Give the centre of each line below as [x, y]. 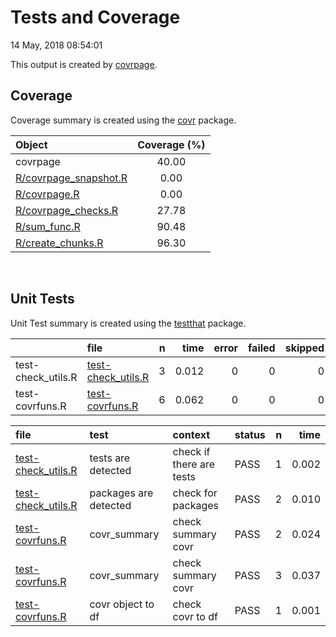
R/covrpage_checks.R [67, 210]
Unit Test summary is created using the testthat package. [128, 323]
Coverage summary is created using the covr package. [123, 120]
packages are [121, 493]
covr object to [122, 604]
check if [191, 451]
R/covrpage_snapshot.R [71, 178]
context [191, 434]
